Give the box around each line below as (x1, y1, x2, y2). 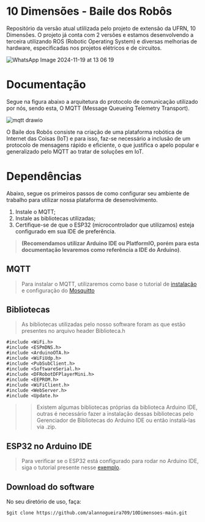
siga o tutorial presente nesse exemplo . (21, 464, 121, 471)
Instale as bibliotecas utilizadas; (15, 214, 96, 222)
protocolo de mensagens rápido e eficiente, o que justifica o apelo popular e (6, 141, 199, 149)
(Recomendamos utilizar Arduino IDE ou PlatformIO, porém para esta (21, 240, 199, 247)
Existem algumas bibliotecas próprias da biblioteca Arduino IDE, (36, 403, 198, 411)
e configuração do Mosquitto (21, 287, 95, 294)
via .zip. (36, 423, 57, 430)
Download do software (6, 481, 95, 492)
